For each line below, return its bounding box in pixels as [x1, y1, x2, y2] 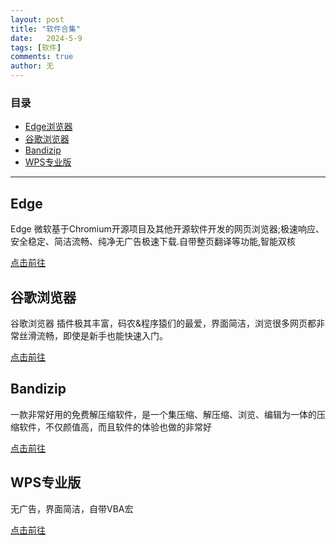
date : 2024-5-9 [10, 33, 83, 43]
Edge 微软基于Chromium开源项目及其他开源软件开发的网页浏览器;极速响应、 [10, 223, 325, 235]
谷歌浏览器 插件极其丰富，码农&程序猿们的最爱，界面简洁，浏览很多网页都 [10, 317, 317, 329]
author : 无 [10, 61, 55, 71]
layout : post [10, 14, 65, 25]
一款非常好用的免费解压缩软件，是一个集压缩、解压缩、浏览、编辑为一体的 [10, 408, 317, 420]
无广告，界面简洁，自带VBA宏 [10, 502, 134, 515]
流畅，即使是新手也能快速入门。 [36, 329, 168, 341]
